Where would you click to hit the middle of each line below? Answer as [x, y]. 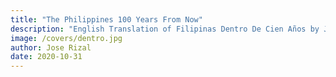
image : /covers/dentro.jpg [66, 38]
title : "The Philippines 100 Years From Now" [106, 19]
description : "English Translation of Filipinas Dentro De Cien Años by [165, 29]
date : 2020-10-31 [46, 57]
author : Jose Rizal [51, 47]
